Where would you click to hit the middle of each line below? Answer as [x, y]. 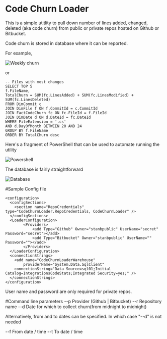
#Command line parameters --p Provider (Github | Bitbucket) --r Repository [83, 301]
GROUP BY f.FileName [27, 130]
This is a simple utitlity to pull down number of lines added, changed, [76, 23]
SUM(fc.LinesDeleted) [28, 100]
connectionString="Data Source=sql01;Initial [63, 269]
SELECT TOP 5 [19, 86]
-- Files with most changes [35, 82]
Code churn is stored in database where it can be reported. [67, 43]
